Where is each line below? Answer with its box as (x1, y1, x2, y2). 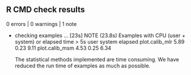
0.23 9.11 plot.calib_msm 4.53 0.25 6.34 (14, 44, 112, 51)
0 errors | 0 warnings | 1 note (6, 20, 77, 27)
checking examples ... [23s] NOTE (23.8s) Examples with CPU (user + (14, 32, 186, 39)
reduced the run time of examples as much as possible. (14, 62, 151, 69)
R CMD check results (6, 5, 85, 15)
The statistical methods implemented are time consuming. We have (14, 56, 179, 63)
